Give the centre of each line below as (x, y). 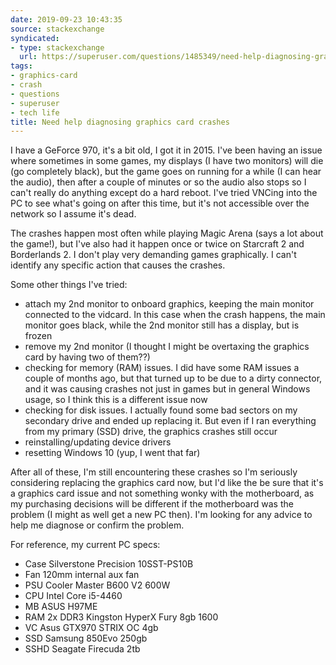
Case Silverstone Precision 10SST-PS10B (109, 564)
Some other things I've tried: (69, 285)
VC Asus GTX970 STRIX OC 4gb (91, 628)
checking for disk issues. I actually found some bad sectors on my (161, 410)
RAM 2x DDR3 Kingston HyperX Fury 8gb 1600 (121, 617)
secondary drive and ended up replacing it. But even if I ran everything (170, 421)
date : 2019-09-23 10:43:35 (66, 19)
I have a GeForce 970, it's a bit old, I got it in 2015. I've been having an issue (166, 150)
